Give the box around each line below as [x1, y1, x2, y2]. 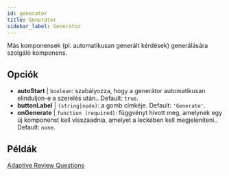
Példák [7, 143, 38, 155]
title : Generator [7, 16, 57, 23]
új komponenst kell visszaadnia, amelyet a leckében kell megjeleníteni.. [16, 116, 218, 124]
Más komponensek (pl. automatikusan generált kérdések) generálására [7, 42, 208, 50]
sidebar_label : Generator [7, 23, 81, 29]
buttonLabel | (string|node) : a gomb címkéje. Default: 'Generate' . [16, 101, 206, 110]
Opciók [7, 68, 39, 80]
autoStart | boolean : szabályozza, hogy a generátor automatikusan [16, 87, 206, 95]
